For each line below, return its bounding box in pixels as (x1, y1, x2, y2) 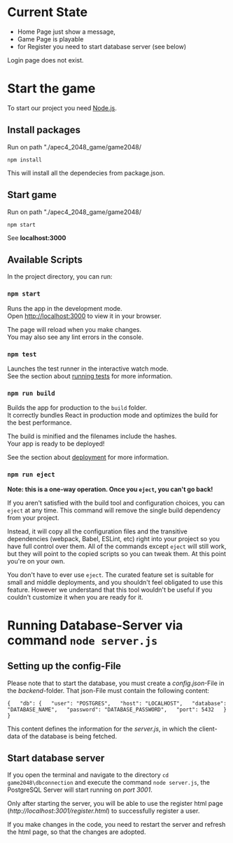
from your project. (7, 513, 59, 522)
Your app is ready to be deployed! (7, 439, 105, 448)
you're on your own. (7, 557, 65, 565)
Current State (7, 4, 88, 20)
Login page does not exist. (7, 55, 84, 64)
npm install (7, 156, 42, 164)
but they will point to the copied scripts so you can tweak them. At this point (7, 549, 226, 558)
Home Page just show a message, (17, 27, 115, 36)
